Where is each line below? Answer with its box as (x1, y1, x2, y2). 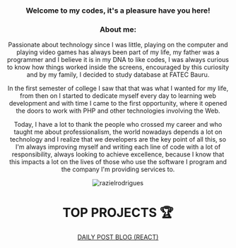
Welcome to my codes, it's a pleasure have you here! (25, 6, 211, 15)
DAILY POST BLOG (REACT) (77, 233, 159, 242)
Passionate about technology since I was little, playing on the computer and (8, 41, 228, 49)
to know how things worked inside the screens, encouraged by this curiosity (6, 63, 230, 72)
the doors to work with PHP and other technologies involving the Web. (16, 106, 220, 115)
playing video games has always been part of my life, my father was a (16, 48, 220, 56)
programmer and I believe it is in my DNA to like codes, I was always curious (7, 56, 229, 64)
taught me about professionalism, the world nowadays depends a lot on (13, 128, 223, 136)
